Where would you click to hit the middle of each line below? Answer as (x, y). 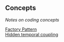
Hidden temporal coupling (32, 34)
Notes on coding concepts (32, 20)
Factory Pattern (21, 29)
